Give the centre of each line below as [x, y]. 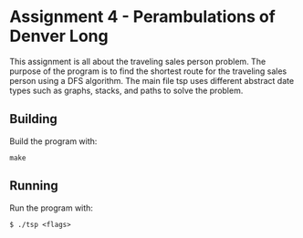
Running [34, 186]
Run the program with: [52, 208]
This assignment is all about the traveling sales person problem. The [138, 61]
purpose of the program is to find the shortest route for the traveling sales [148, 71]
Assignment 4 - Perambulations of [142, 17]
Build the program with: [53, 141]
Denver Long [59, 36]
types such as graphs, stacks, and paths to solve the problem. [126, 90]
